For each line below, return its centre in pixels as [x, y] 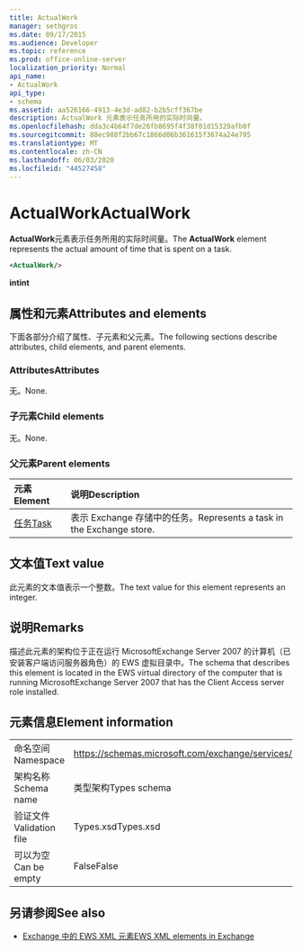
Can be [29, 867]
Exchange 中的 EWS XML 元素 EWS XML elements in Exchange [138, 936]
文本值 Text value [57, 564]
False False [96, 866]
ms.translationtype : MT [54, 143]
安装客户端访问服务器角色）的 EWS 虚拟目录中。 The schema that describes [150, 662]
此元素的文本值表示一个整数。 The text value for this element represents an [147, 587]
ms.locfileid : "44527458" [58, 168]
